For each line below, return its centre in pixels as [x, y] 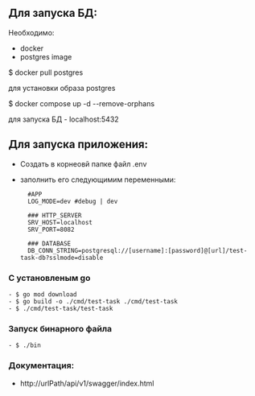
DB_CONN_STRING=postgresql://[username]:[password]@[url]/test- [138, 250]
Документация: [41, 365]
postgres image [46, 56]
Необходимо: [31, 32]
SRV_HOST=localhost [60, 222]
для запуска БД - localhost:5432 [64, 119]
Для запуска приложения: [78, 144]
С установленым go [49, 278]
